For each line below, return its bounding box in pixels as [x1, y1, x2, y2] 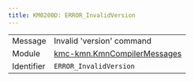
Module [12, 48, 41, 59]
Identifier [12, 60, 46, 71]
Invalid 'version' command [54, 35, 152, 46]
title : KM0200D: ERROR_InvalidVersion [8, 11, 136, 20]
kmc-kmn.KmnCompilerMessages [54, 48, 182, 59]
